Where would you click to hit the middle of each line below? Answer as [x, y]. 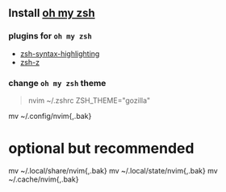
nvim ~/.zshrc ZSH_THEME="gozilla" [89, 100]
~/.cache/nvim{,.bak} [44, 179]
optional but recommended [101, 149]
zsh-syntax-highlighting [60, 53]
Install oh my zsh [52, 13]
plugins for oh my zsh [50, 36]
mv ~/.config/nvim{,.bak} [50, 116]
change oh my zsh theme [57, 83]
